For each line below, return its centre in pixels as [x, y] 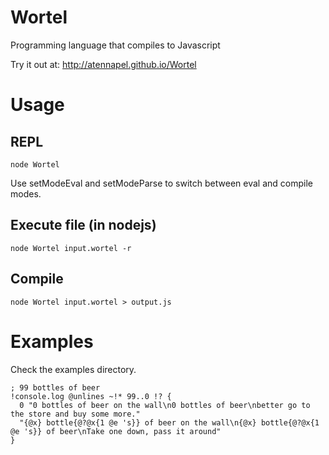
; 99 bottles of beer [55, 387]
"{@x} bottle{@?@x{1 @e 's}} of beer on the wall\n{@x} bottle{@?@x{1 [169, 422]
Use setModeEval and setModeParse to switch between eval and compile [161, 183]
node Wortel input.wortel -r [71, 248]
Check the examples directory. [73, 369]
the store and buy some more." [75, 414]
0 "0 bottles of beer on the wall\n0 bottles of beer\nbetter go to [165, 405]
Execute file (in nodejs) [83, 225]
